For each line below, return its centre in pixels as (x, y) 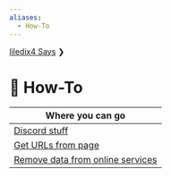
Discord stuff (41, 131)
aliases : (26, 17)
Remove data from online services (85, 160)
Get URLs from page (57, 146)
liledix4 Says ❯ (37, 51)
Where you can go (85, 115)
